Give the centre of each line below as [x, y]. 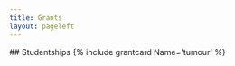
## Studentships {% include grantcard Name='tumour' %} [117, 52]
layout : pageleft [42, 26]
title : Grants [36, 18]
